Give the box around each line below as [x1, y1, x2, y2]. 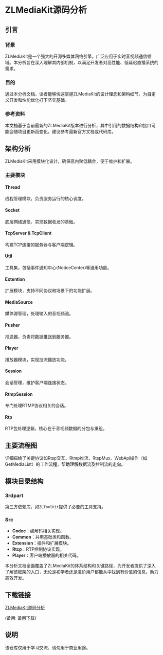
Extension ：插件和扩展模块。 [12, 540, 72, 546]
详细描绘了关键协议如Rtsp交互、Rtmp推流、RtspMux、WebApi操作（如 [5, 455, 147, 461]
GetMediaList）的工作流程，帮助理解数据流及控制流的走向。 [5, 461, 126, 467]
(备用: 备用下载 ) [5, 615, 36, 621]
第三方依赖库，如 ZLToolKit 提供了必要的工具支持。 [5, 503, 106, 509]
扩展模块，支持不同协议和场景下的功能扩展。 [5, 288, 95, 294]
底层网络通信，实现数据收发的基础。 [5, 219, 78, 225]
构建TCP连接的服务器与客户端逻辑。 [5, 242, 78, 248]
